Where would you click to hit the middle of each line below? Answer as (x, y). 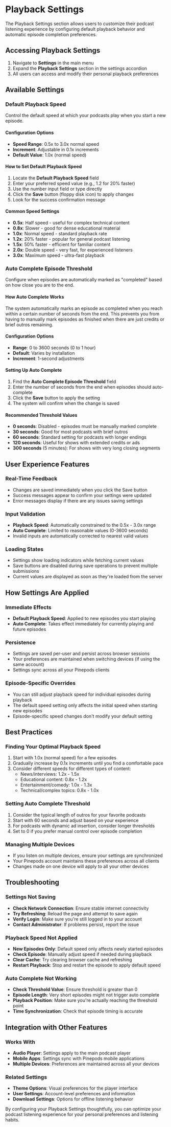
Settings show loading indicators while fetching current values (78, 560)
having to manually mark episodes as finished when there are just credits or (85, 319)
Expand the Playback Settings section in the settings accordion (80, 68)
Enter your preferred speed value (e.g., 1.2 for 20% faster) (74, 183)
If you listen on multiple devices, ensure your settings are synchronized (88, 855)
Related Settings (26, 1077)
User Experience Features (47, 464)
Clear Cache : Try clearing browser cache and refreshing (72, 959)
